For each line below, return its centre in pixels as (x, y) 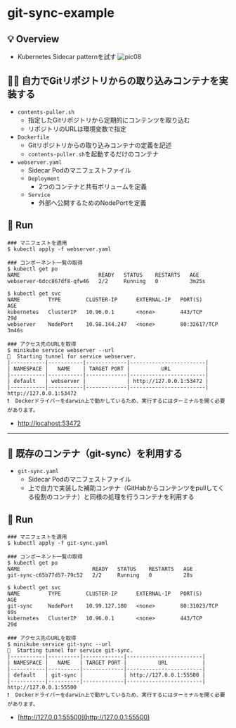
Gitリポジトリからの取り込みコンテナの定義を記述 (100, 145)
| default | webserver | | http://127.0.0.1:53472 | (108, 381)
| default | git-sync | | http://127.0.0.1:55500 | (106, 675)
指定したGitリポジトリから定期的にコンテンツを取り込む (109, 120)
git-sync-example (61, 13)
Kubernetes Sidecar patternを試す (67, 57)
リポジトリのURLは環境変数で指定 (77, 129)
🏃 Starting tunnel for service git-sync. (70, 651)
